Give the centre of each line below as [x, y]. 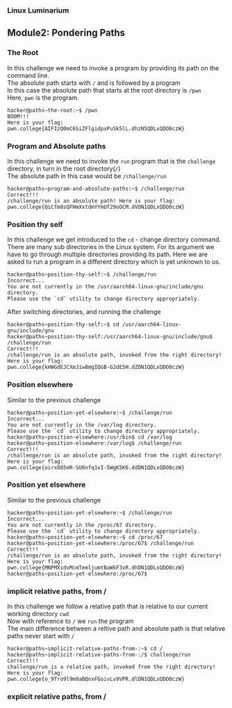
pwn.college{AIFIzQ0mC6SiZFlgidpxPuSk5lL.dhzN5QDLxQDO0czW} [96, 128]
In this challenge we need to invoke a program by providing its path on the [113, 68]
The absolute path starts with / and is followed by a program [94, 83]
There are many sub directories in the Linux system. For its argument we [111, 247]
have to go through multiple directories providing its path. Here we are [108, 254]
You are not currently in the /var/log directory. [82, 425]
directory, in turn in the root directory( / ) [64, 168]
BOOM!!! [18, 116]
